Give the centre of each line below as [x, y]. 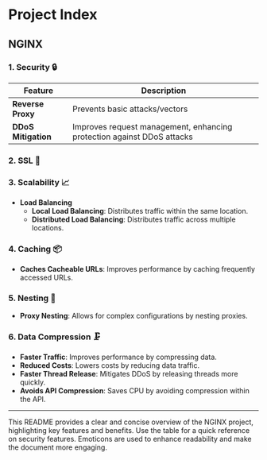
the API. [33, 399]
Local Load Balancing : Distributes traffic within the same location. [140, 211]
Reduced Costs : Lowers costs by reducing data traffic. [110, 365]
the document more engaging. [58, 447]
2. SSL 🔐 [25, 160]
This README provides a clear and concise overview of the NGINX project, [131, 422]
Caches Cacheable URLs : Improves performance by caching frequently [137, 269]
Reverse [28, 103]
